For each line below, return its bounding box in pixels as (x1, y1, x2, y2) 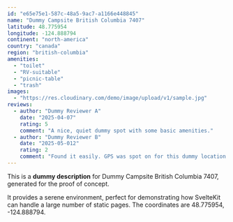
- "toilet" (13, 62, 45, 69)
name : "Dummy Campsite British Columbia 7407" (7, 17, 145, 24)
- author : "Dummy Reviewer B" (13, 133, 101, 140)
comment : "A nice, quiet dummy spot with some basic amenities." (20, 127, 214, 134)
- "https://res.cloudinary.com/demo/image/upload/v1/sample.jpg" (13, 95, 208, 102)
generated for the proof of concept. (7, 179, 110, 188)
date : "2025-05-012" (20, 140, 80, 147)
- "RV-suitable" (13, 68, 61, 75)
